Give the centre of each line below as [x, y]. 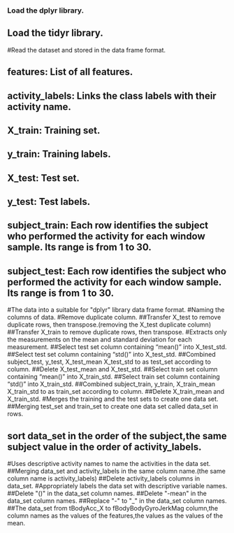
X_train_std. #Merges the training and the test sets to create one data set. [113, 399]
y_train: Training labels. [59, 154]
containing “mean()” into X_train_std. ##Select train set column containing [114, 377]
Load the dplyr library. [46, 10]
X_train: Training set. [54, 130]
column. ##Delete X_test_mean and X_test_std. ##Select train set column [112, 369]
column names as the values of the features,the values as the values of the [115, 516]
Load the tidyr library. [55, 33]
